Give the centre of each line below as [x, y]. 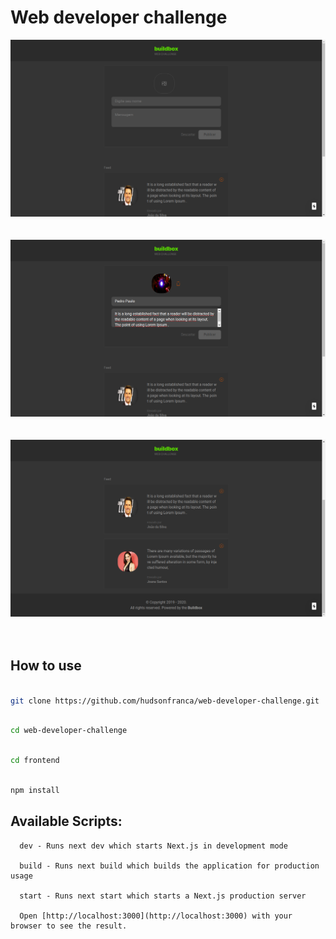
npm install [35, 790]
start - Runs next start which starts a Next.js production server [163, 896]
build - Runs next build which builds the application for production [169, 866]
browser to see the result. [69, 926]
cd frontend [35, 761]
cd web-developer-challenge [69, 731]
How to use [46, 666]
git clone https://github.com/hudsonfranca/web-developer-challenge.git [165, 701]
